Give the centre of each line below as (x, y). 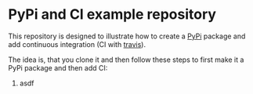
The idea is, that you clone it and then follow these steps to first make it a (126, 60)
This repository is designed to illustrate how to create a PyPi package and (127, 36)
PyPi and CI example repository (112, 14)
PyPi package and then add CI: (58, 67)
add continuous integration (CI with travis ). (77, 44)
